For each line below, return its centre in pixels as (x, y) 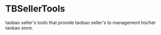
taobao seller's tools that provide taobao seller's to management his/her (80, 22)
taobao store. (19, 27)
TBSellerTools (35, 9)
